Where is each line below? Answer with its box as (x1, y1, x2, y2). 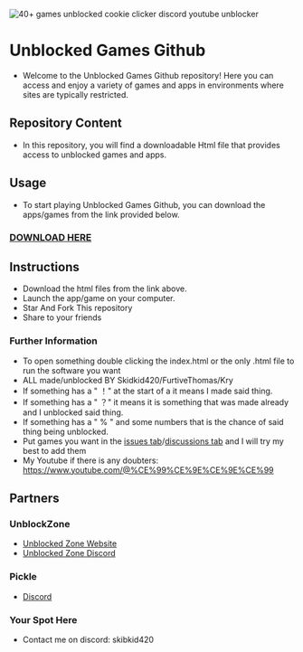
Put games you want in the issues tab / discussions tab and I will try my (22, 435, 285, 447)
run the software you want (22, 364, 121, 375)
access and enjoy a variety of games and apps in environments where (22, 80, 285, 90)
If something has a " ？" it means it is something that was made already (22, 396, 289, 407)
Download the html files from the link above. (22, 283, 187, 294)
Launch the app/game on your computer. (22, 293, 175, 304)
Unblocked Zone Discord (22, 548, 116, 559)
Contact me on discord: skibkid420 (22, 634, 155, 645)
